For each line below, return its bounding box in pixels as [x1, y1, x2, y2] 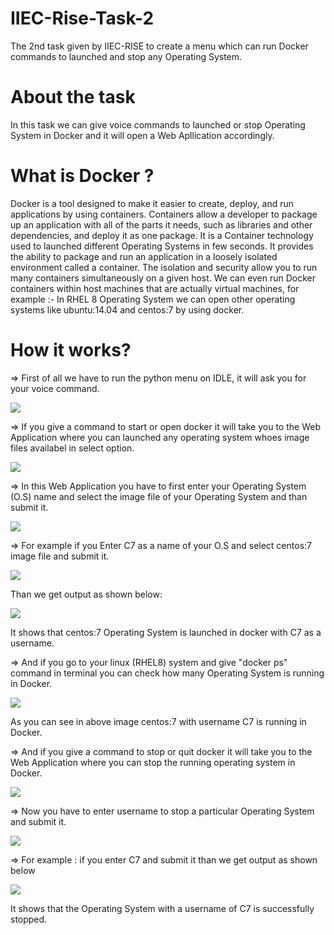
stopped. [10, 913, 48, 925]
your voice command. [10, 382, 100, 394]
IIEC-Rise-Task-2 [10, 7, 155, 30]
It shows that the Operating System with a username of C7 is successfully [10, 902, 315, 914]
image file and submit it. [10, 550, 110, 562]
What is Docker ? [10, 165, 155, 187]
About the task [10, 86, 136, 109]
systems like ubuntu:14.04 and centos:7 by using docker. [10, 303, 245, 316]
